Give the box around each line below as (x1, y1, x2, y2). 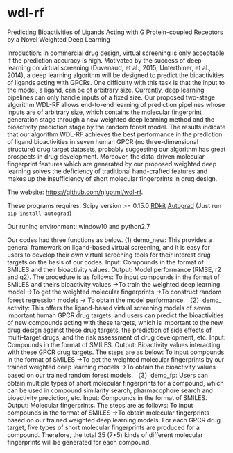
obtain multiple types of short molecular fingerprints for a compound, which (7, 379, 224, 387)
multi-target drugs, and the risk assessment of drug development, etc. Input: (7, 333, 226, 342)
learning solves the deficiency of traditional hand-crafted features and (7, 167, 208, 175)
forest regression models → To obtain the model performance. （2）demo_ (7, 296, 222, 304)
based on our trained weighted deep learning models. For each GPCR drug (7, 415, 221, 424)
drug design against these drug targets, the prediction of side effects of (7, 326, 212, 334)
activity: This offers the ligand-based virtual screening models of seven (7, 303, 212, 312)
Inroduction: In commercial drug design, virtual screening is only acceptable (7, 49, 225, 57)
